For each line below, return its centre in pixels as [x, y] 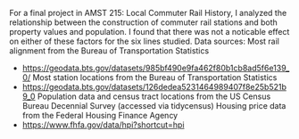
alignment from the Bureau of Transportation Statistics [109, 51]
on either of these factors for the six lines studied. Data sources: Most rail [144, 41]
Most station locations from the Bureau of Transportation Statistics [155, 78]
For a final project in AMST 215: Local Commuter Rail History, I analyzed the [148, 13]
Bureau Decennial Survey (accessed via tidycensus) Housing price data [154, 106]
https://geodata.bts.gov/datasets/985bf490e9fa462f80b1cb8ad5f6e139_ [156, 68]
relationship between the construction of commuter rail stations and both [144, 22]
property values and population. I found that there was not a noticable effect [149, 32]
